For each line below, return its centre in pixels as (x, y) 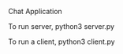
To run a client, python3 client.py (62, 41)
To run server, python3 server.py (61, 26)
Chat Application (35, 11)
